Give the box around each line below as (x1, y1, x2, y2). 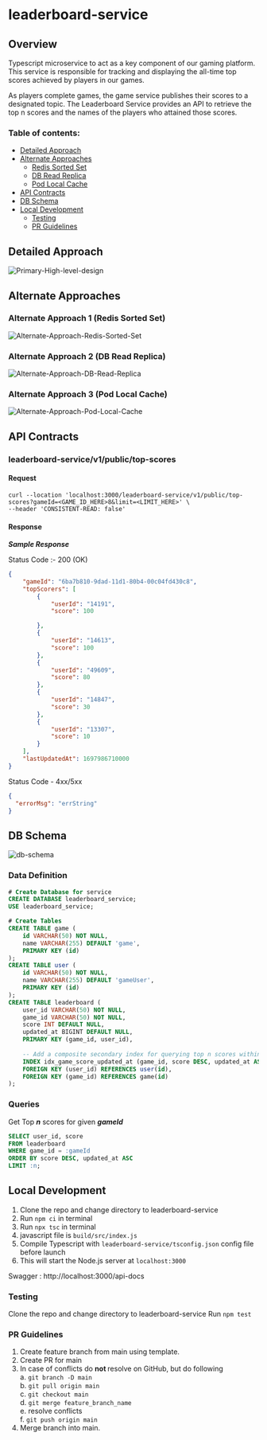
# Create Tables (8, 917, 62, 925)
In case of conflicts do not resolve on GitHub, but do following (19, 1364, 224, 1374)
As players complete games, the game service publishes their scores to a (8, 91, 249, 100)
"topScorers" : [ (22, 585, 77, 593)
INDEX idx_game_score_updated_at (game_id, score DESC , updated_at (22, 1057, 250, 1066)
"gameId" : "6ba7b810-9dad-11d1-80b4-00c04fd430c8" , (22, 577, 197, 586)
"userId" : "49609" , (50, 666, 115, 674)
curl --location (8, 491, 62, 499)
